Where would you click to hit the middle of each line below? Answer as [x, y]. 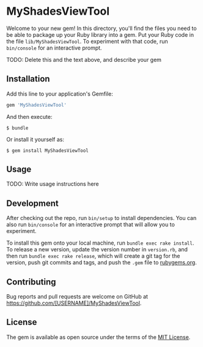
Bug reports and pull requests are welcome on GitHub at [77, 297]
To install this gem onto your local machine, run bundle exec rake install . [100, 243]
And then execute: [29, 116]
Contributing [31, 282]
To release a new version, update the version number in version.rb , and [97, 250]
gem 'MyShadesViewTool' [37, 105]
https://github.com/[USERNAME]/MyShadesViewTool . [74, 303]
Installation [28, 79]
